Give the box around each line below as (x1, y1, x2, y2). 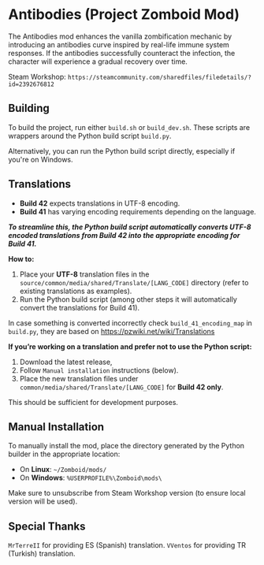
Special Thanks (8, 519, 86, 533)
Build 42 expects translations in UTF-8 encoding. (19, 199, 180, 208)
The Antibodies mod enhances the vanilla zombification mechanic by (8, 32, 232, 41)
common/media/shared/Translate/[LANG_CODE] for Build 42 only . (19, 382, 224, 392)
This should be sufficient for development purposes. (8, 397, 179, 407)
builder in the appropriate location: (8, 449, 121, 459)
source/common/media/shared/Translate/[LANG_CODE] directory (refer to (19, 277, 249, 287)
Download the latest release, (19, 357, 113, 366)
